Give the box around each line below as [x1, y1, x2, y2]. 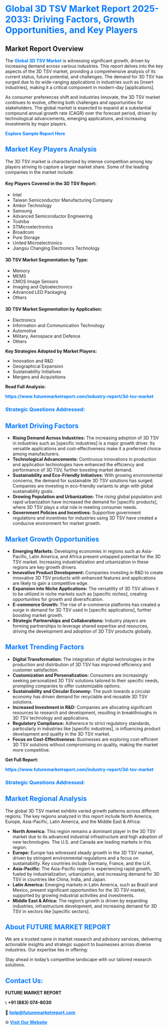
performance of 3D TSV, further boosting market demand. [12, 467, 133, 473]
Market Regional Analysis [5, 794, 87, 803]
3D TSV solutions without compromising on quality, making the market [12, 742, 158, 748]
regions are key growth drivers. [12, 564, 77, 570]
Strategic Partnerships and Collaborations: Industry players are [12, 617, 146, 624]
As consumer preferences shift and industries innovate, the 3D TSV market [5, 94, 160, 100]
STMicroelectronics [12, 224, 53, 230]
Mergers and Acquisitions [12, 374, 66, 380]
